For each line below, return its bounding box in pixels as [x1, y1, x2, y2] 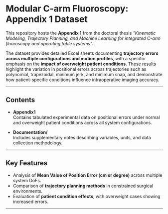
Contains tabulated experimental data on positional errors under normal [12, 114, 160, 120]
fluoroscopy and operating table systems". [5, 40, 94, 46]
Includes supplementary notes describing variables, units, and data [12, 134, 151, 140]
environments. [12, 188, 43, 194]
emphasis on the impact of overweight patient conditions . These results [5, 61, 157, 67]
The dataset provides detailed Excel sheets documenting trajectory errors [5, 50, 159, 56]
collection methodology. [12, 140, 63, 146]
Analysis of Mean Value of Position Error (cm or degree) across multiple [12, 172, 163, 178]
